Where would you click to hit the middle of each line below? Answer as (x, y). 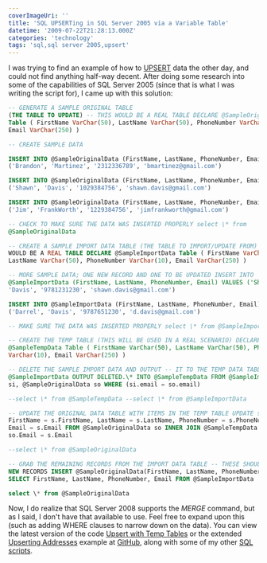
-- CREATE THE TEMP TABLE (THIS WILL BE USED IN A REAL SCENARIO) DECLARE (135, 340)
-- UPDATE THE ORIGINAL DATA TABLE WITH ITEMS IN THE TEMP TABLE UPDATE (131, 413)
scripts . (21, 551)
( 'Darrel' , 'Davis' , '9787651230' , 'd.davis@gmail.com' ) (104, 311)
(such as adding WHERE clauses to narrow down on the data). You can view (133, 526)
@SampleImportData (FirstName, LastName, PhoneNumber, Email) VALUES (126, 283)
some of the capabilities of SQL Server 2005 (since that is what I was (122, 85)
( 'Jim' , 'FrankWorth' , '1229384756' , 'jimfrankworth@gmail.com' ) (118, 209)
